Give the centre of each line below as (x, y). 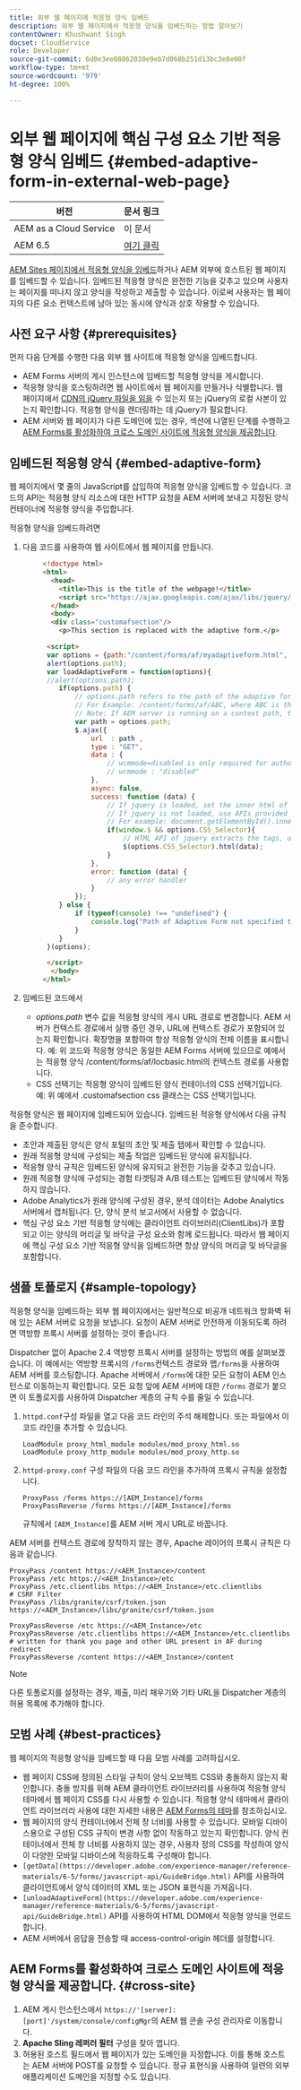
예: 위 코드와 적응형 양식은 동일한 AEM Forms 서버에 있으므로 (155, 1050)
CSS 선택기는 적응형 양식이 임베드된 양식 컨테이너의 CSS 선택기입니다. (159, 1084)
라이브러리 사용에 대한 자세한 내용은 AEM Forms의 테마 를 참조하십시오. (163, 1810)
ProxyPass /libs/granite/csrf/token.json (88, 1602)
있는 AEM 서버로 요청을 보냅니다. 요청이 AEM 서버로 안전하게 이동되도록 (144, 1322)
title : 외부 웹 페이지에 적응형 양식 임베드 (80, 17)
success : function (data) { (143, 797)
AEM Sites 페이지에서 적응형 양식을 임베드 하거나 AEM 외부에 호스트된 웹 (136, 269)
